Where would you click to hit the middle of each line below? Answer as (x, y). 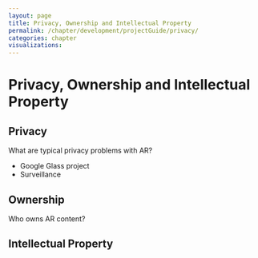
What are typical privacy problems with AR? (81, 151)
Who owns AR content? (47, 218)
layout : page (30, 16)
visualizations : (35, 46)
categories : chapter (43, 38)
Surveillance (40, 175)
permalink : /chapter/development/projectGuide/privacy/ (103, 30)
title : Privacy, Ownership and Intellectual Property (100, 23)
